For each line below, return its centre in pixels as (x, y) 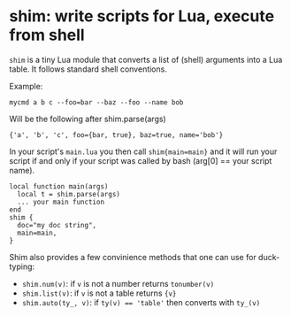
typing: (22, 266)
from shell (47, 35)
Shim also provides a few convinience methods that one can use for (133, 257)
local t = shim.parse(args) (69, 194)
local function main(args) (59, 186)
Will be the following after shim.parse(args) (88, 119)
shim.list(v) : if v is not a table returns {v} (99, 293)
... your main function (61, 202)
